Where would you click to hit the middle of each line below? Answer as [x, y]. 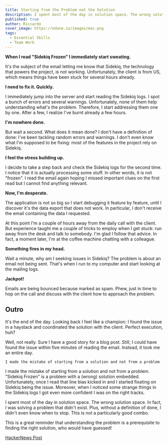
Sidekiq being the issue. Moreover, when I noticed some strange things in [81, 387]
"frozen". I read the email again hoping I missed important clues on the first [82, 178]
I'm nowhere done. [25, 122]
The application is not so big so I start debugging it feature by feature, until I [83, 202]
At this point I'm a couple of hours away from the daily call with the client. [81, 223]
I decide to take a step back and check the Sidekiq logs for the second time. [83, 167]
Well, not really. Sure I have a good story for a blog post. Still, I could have [81, 342]
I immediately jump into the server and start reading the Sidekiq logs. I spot [82, 96]
